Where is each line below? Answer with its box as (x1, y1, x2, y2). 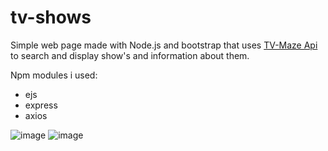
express (24, 99, 58, 111)
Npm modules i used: (10, 69, 98, 81)
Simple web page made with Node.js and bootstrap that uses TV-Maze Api (10, 39, 318, 51)
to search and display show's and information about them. (10, 49, 250, 61)
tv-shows (10, 6, 92, 29)
